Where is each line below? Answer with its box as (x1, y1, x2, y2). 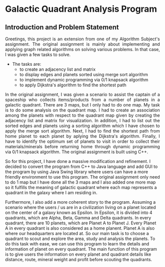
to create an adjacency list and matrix (19, 66, 96, 72)
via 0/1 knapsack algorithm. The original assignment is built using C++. (5, 149, 148, 155)
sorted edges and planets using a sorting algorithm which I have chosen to (5, 123, 160, 129)
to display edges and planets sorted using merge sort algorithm (19, 72, 148, 77)
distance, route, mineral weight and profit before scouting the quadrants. (5, 257, 152, 262)
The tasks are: (12, 61, 42, 67)
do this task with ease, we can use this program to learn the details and (5, 241, 150, 246)
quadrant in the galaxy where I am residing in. (5, 190, 98, 195)
